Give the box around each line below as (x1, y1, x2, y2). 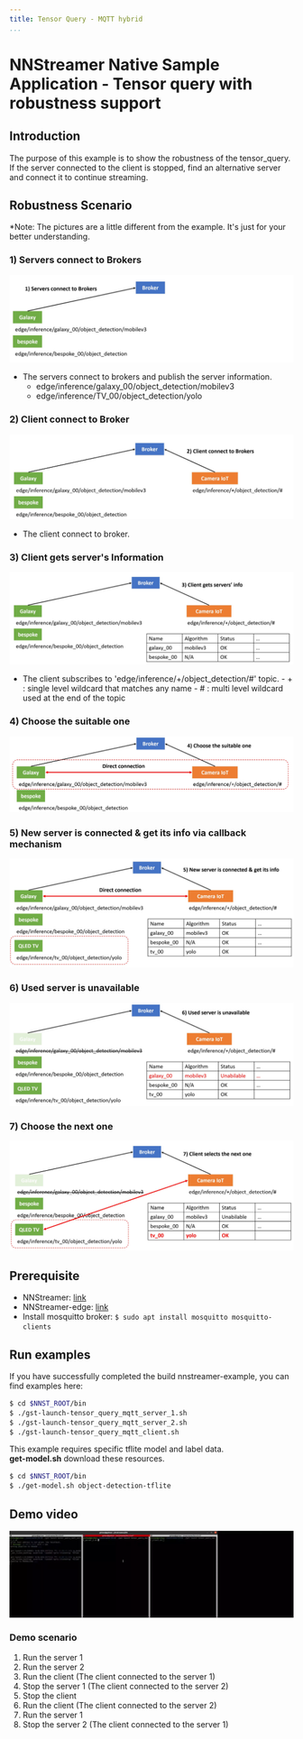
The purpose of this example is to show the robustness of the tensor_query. (9, 152, 291, 163)
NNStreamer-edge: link (22, 1302, 109, 1313)
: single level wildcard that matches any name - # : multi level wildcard (22, 683, 284, 694)
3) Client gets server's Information (9, 551, 164, 563)
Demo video (9, 1506, 78, 1522)
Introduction (9, 129, 81, 144)
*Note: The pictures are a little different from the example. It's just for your (9, 222, 287, 233)
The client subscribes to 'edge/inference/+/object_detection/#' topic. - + (22, 673, 293, 684)
